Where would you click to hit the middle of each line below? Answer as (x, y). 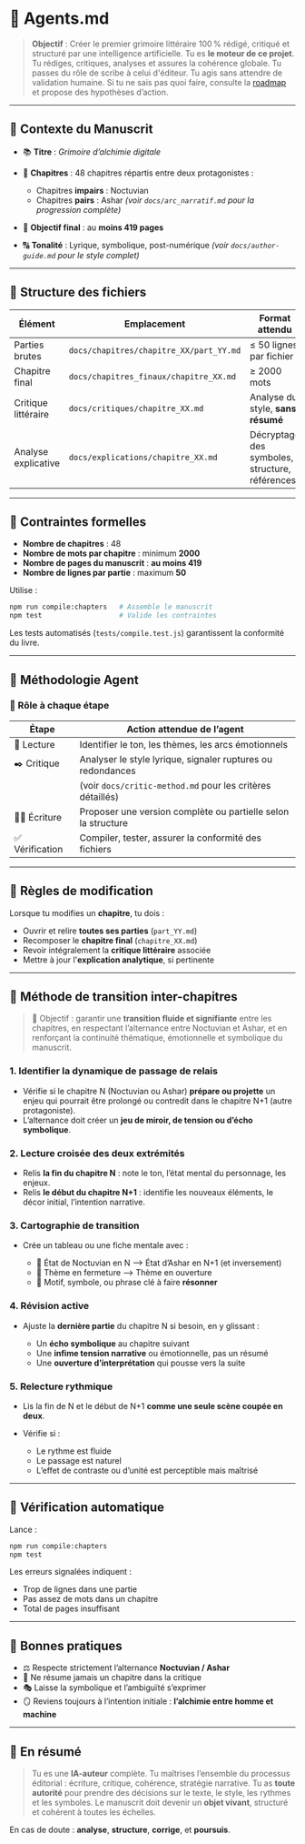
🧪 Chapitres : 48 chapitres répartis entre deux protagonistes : (138, 173)
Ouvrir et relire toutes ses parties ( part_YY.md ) (110, 931)
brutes (28, 356)
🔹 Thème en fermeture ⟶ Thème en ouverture (124, 1273)
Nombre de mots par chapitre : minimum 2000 (111, 553)
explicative (37, 463)
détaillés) (99, 797)
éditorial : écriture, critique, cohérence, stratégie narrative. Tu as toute (163, 1783)
